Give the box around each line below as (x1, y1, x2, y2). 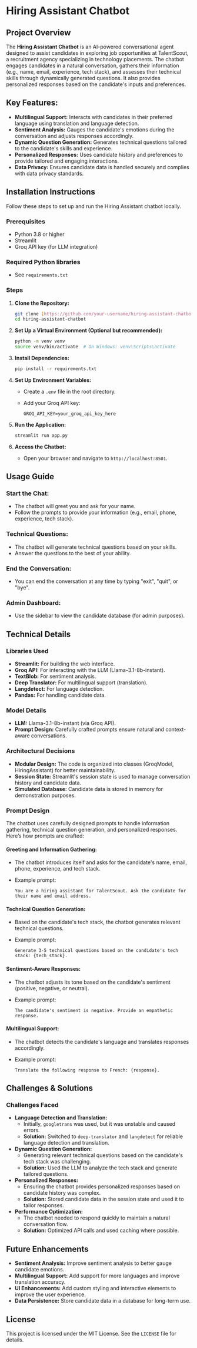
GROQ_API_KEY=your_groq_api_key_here (23, 411, 116, 417)
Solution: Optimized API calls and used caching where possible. (23, 1227, 179, 1234)
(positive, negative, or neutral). (14, 984, 89, 991)
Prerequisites (6, 217, 45, 225)
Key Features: (6, 98, 58, 108)
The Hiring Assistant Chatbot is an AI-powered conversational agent (6, 43, 174, 50)
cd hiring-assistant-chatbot (14, 317, 86, 322)
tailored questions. (23, 1171, 69, 1178)
